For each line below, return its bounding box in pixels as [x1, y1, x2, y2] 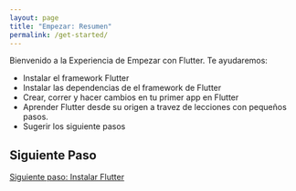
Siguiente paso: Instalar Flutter [9, 172, 125, 183]
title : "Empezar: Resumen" [9, 22, 112, 31]
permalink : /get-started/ [9, 30, 108, 39]
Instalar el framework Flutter [22, 73, 130, 84]
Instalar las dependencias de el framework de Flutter [22, 83, 222, 94]
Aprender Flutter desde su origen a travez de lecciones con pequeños [22, 102, 288, 113]
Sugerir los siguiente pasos [22, 121, 126, 132]
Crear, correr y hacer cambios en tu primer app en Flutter [22, 92, 239, 103]
